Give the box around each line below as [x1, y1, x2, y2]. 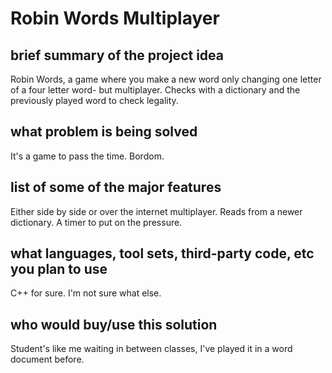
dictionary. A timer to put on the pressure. [10, 216, 183, 228]
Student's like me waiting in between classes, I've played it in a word [10, 343, 293, 355]
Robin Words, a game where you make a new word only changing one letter [10, 73, 322, 85]
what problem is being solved [10, 123, 198, 141]
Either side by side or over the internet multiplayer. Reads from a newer [10, 205, 303, 217]
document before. [10, 353, 85, 366]
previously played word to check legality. [10, 95, 179, 106]
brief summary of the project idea [10, 47, 224, 64]
